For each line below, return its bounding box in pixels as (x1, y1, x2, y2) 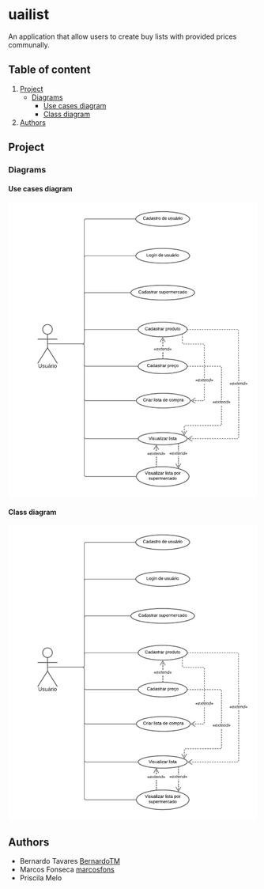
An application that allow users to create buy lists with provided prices (8, 32, 237, 41)
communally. (8, 40, 50, 49)
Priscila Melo (19, 873, 62, 883)
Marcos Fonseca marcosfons (19, 864, 115, 875)
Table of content (8, 63, 91, 77)
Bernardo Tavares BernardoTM (19, 857, 121, 866)
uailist (8, 6, 50, 24)
